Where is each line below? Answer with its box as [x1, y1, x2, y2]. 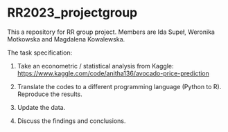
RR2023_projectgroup [7, 5, 138, 21]
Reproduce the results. [17, 90, 83, 98]
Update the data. [17, 103, 66, 111]
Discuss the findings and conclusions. [17, 116, 126, 125]
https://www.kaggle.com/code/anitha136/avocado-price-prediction [17, 69, 210, 77]
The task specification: [7, 48, 73, 57]
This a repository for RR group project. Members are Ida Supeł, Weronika [7, 28, 215, 36]
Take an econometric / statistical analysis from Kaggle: [17, 62, 174, 70]
